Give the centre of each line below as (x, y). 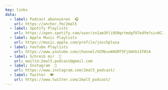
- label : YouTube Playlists (39, 47)
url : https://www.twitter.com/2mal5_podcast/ (62, 79)
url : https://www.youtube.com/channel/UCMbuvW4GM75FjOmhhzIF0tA (82, 51)
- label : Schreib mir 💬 (35, 56)
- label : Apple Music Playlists (43, 38)
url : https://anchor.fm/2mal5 (46, 24)
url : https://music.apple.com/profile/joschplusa (67, 42)
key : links (16, 10)
